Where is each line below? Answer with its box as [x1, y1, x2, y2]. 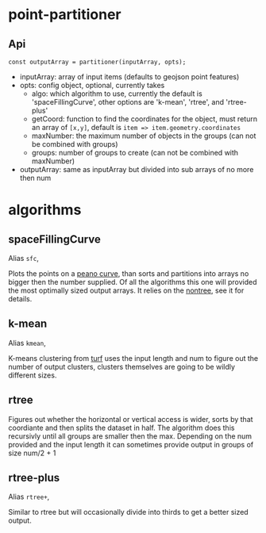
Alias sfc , [8, 254, 40, 263]
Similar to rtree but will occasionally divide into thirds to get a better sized [8, 508, 249, 517]
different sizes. [8, 370, 57, 380]
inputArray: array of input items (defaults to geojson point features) [19, 72, 240, 81]
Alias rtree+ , [8, 492, 50, 501]
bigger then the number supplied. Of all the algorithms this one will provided [8, 278, 257, 286]
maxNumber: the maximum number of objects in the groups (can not [31, 131, 256, 140]
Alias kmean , [8, 338, 46, 347]
